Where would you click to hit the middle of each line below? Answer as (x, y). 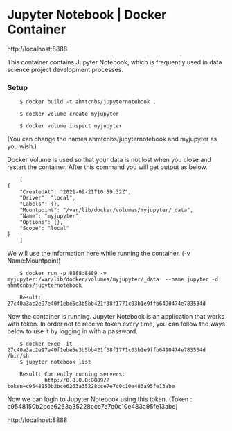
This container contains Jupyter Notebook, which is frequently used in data (115, 62)
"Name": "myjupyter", (51, 216)
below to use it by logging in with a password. (72, 331)
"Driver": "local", (48, 198)
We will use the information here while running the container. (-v (99, 254)
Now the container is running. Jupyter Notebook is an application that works (116, 317)
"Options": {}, (42, 222)
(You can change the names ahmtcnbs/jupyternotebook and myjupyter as (112, 139)
